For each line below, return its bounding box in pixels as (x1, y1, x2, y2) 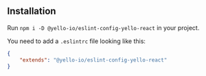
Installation (7, 5, 56, 17)
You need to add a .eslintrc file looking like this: (7, 37, 146, 45)
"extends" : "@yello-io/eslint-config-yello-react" (19, 56, 168, 64)
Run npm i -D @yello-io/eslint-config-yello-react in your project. (7, 23, 200, 31)
